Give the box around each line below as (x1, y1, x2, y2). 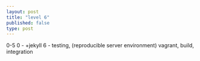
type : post (6, 25, 34, 32)
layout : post (6, 8, 39, 15)
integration (6, 48, 33, 56)
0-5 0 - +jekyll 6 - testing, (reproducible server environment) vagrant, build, (6, 42, 195, 49)
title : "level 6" (6, 14, 50, 20)
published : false (6, 20, 50, 26)
